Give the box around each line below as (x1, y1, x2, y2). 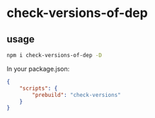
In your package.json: (6, 64, 70, 73)
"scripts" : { (19, 85, 58, 92)
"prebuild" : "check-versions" (32, 91, 121, 98)
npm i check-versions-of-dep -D (6, 52, 102, 59)
